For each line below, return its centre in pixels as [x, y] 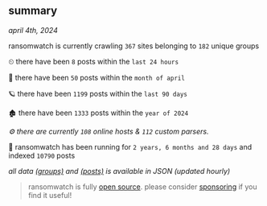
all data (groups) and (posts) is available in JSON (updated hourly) [119, 171]
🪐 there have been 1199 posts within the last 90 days [98, 93]
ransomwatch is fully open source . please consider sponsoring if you [142, 187]
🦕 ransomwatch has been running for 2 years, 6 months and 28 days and [130, 146]
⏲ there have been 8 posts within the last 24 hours [94, 61]
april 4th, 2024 [33, 30]
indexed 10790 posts [42, 155]
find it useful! [50, 195]
